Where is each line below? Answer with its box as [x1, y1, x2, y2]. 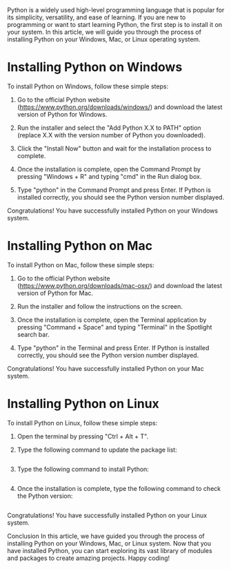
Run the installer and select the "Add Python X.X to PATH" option [17, 124, 201, 132]
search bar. [17, 330, 50, 338]
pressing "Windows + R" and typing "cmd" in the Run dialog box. [17, 172, 202, 180]
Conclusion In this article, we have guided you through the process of [7, 532, 205, 540]
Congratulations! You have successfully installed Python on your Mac [7, 364, 205, 372]
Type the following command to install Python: [17, 465, 150, 473]
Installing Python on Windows [7, 59, 183, 75]
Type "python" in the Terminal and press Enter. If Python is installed [17, 343, 210, 351]
